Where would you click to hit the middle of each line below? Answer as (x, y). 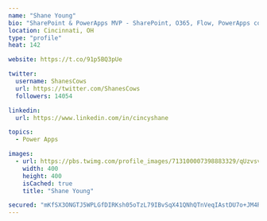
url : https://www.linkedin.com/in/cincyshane (92, 118)
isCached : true (48, 184)
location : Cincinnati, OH (51, 30)
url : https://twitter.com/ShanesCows (78, 88)
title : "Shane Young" (58, 191)
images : (21, 154)
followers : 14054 (44, 96)
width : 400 (41, 169)
